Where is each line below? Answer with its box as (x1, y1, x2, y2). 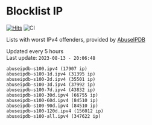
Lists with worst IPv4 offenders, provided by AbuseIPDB (6, 36, 146, 43)
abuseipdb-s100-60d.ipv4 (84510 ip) (6, 97, 98, 103)
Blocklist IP (6, 4, 63, 18)
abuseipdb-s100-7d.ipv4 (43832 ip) (6, 86, 96, 93)
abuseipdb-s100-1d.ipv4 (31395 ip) (6, 71, 96, 77)
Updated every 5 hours (6, 47, 64, 55)
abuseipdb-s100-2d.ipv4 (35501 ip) (6, 76, 96, 82)
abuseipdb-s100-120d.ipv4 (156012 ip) (6, 107, 104, 114)
